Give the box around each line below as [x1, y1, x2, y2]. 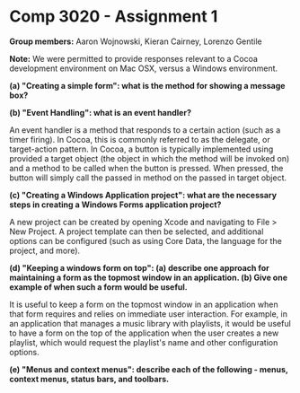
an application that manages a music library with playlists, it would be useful [9, 318, 292, 328]
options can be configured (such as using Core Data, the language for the [9, 235, 283, 246]
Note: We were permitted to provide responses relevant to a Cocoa [9, 53, 259, 64]
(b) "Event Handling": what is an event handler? [9, 107, 191, 118]
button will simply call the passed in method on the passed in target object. [9, 172, 287, 183]
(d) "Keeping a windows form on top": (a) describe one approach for [9, 262, 269, 273]
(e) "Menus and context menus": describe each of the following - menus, [9, 363, 289, 374]
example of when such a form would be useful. [9, 281, 188, 293]
